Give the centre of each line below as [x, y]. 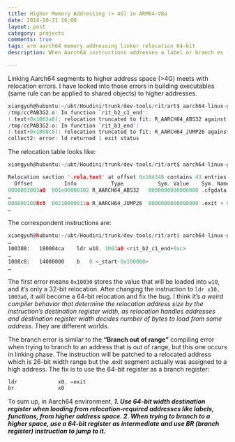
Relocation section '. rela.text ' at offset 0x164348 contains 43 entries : [119, 177]
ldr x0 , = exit [47, 382]
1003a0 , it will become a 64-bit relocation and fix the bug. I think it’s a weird [116, 296]
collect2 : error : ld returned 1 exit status [74, 139]
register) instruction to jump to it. [57, 431]
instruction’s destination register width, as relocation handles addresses [112, 311]
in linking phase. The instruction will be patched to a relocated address [109, 354]
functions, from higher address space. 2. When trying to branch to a [109, 416]
